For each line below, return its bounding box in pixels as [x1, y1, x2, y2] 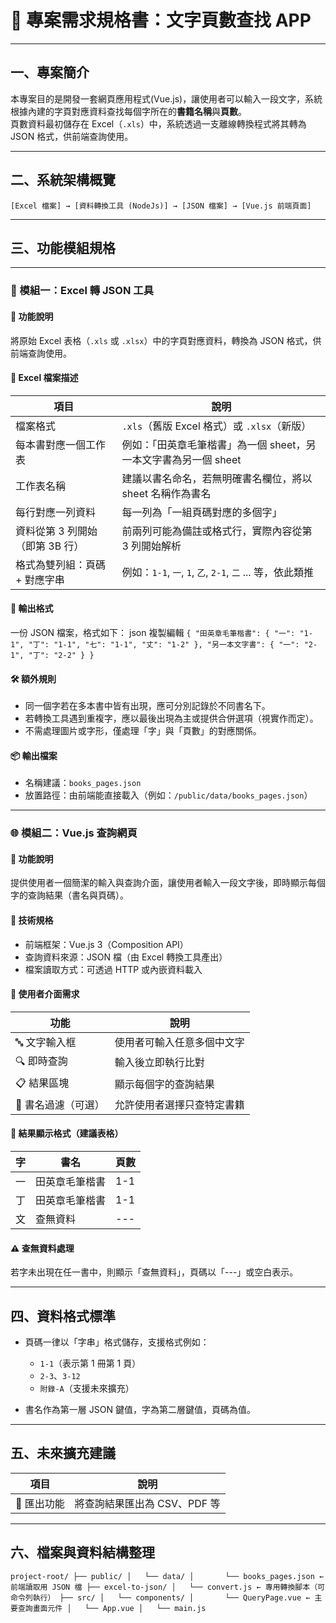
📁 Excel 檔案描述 [10, 372, 79, 384]
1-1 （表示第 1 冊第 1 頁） [39, 1357, 142, 1370]
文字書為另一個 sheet [141, 452, 242, 466]
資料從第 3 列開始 [15, 524, 98, 538]
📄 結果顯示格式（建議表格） [10, 1127, 124, 1140]
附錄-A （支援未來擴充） [39, 1382, 135, 1395]
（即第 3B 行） [15, 539, 85, 553]
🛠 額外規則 [10, 672, 57, 685]
